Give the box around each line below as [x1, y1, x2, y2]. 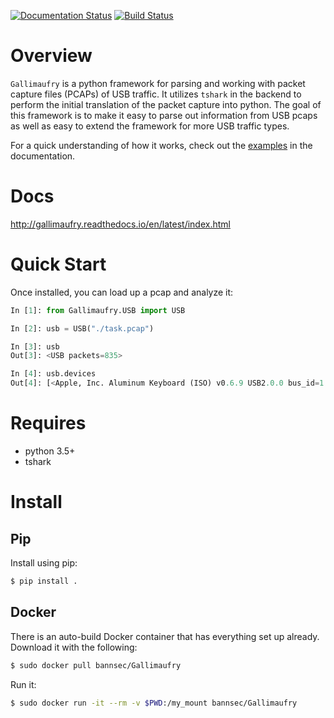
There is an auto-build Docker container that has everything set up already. [10, 630, 320, 642]
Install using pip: [10, 557, 78, 569]
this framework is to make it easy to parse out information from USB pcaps [10, 109, 318, 121]
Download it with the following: [10, 641, 138, 653]
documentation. [10, 150, 76, 162]
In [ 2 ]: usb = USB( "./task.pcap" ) [10, 323, 155, 334]
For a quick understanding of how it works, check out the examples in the [10, 139, 313, 151]
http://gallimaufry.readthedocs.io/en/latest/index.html [10, 218, 231, 230]
